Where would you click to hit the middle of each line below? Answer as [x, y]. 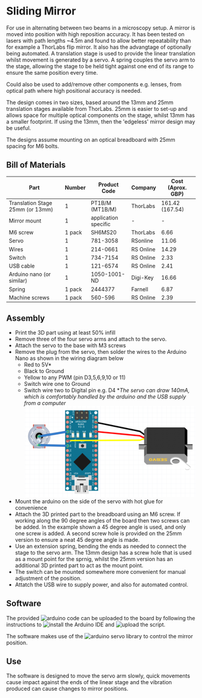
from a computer [45, 403]
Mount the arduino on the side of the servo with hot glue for [89, 501]
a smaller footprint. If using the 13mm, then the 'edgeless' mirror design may [101, 121]
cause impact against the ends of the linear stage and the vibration [89, 682]
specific [101, 224]
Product [109, 184]
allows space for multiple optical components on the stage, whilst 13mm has [101, 115]
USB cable [22, 266]
